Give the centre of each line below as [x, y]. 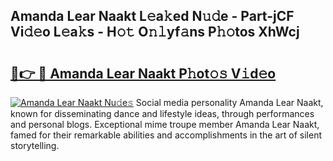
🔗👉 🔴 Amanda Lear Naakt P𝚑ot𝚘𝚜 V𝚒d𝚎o [143, 73]
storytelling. [35, 145]
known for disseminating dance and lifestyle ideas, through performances [162, 113]
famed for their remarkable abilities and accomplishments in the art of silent [166, 135]
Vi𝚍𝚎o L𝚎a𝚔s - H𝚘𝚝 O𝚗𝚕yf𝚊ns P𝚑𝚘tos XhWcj [155, 32]
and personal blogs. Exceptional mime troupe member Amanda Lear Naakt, [165, 124]
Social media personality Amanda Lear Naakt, [229, 102]
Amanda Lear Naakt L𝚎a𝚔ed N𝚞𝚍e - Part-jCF [152, 16]
